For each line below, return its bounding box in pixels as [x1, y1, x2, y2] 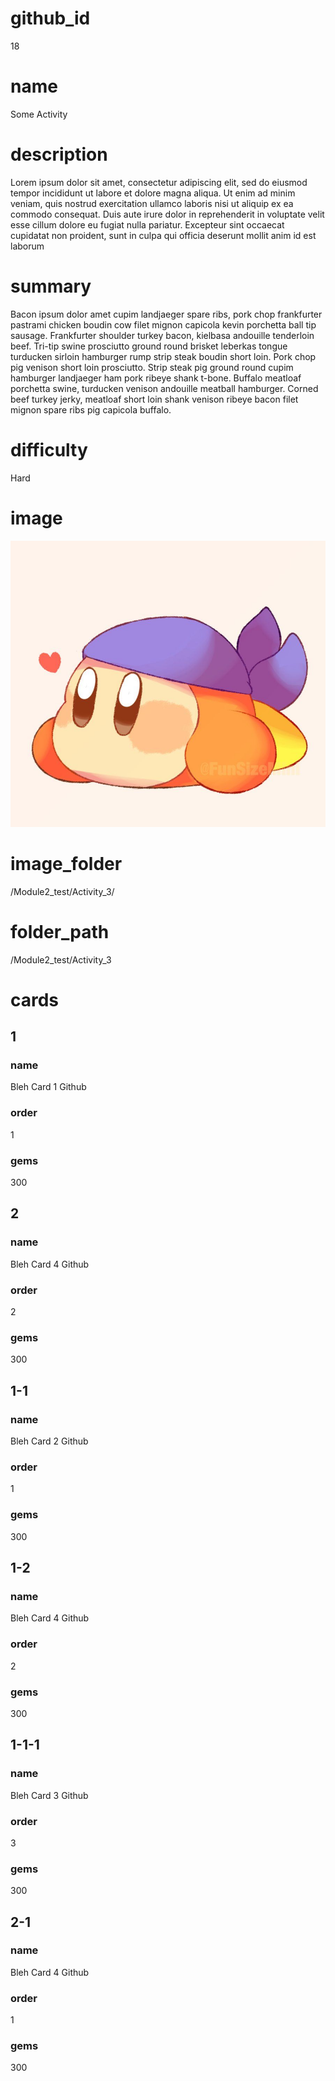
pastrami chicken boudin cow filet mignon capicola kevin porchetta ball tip [10, 318, 317, 331]
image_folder [10, 852, 123, 875]
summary [10, 275, 92, 297]
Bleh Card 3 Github [10, 1789, 89, 1801]
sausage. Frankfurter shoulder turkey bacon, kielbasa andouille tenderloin [10, 329, 315, 341]
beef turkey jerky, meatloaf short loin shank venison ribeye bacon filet [10, 393, 299, 405]
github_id [10, 7, 91, 30]
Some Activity [10, 108, 68, 120]
